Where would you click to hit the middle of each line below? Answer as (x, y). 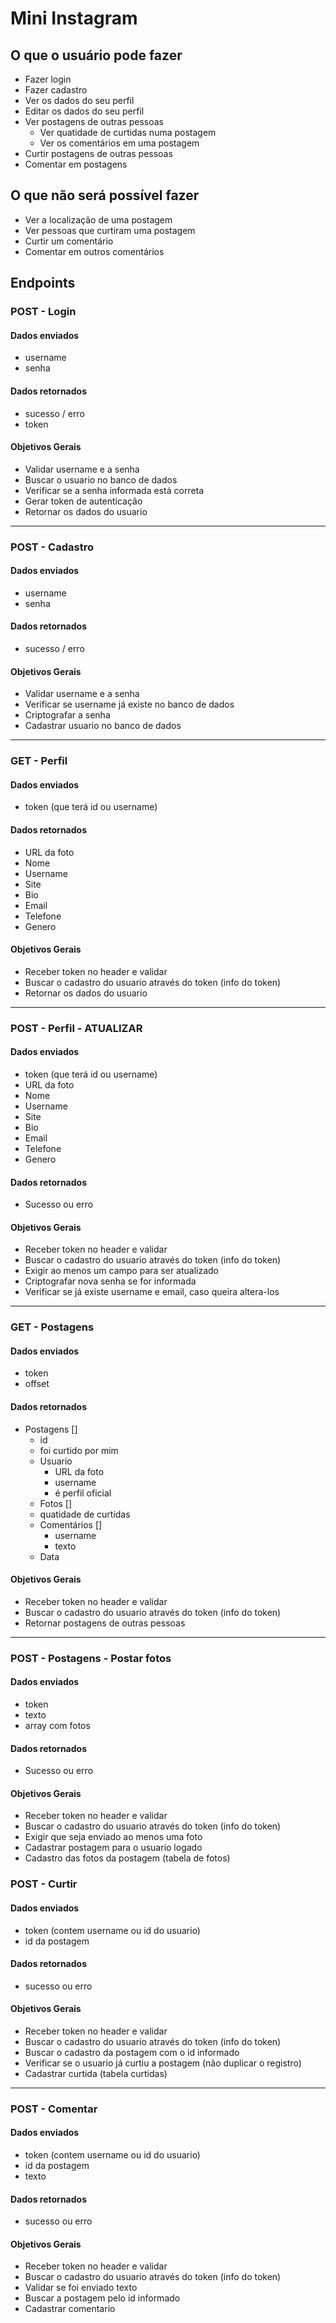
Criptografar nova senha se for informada (110, 1281)
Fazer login (48, 79)
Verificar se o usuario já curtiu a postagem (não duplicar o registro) (163, 2063)
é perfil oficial (83, 1493)
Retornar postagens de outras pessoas (105, 1623)
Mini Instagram (74, 18)
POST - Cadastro (52, 547)
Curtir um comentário (69, 241)
